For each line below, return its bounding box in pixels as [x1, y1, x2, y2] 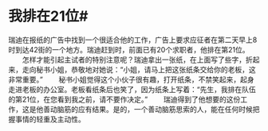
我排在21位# [8, 7, 89, 25]
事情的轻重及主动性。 [14, 114, 85, 124]
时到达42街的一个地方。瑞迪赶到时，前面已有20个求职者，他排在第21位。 [8, 44, 250, 54]
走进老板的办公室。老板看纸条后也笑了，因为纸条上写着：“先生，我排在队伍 [8, 84, 257, 94]
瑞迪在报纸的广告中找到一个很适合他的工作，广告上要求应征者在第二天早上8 [8, 35, 258, 44]
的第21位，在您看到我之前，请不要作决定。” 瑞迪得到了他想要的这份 [8, 94, 241, 104]
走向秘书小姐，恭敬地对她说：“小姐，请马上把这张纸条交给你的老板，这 [22, 64, 257, 74]
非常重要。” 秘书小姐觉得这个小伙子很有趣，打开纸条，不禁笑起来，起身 [8, 75, 255, 84]
